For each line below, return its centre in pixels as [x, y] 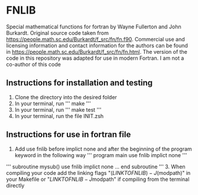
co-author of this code [33, 64]
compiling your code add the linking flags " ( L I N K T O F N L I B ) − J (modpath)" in [98, 173]
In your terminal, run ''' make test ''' [58, 109]
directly [15, 185]
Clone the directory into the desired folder [66, 97]
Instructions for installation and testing [79, 83]
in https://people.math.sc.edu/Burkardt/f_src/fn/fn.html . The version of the [97, 51]
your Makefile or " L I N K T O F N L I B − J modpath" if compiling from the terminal [98, 179]
